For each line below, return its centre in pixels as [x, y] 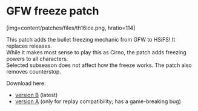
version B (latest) [36, 95]
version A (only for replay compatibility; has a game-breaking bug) [98, 101]
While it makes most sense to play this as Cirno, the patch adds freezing [96, 52]
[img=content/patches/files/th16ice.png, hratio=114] [71, 28]
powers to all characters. [37, 59]
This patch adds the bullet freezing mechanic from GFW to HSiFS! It [91, 39]
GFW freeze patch [53, 11]
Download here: [26, 83]
